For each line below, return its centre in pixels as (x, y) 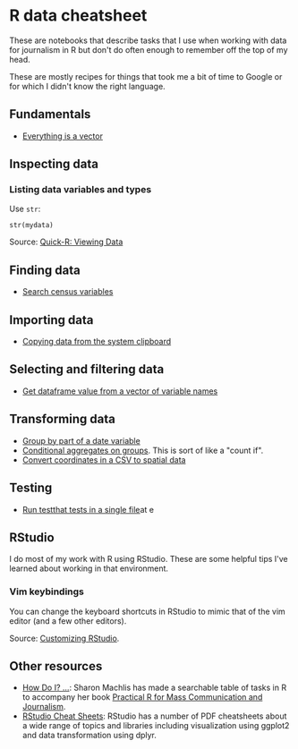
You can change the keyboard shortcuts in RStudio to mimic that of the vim (148, 611)
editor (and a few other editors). (68, 621)
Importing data (51, 320)
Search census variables (68, 292)
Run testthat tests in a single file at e (88, 509)
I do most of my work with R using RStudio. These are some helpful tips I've (149, 559)
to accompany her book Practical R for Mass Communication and (142, 697)
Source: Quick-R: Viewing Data (66, 242)
